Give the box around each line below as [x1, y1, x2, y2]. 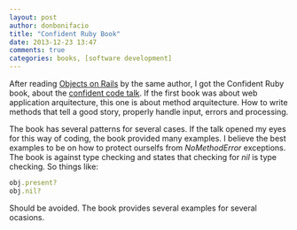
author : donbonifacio [9, 21, 90, 30]
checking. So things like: [9, 161, 99, 172]
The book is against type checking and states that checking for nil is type [9, 152, 277, 162]
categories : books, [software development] [9, 54, 173, 63]
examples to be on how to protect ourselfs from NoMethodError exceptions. [9, 142, 286, 153]
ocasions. [9, 211, 45, 222]
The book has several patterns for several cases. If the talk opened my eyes [9, 124, 286, 134]
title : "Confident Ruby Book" [9, 29, 121, 38]
